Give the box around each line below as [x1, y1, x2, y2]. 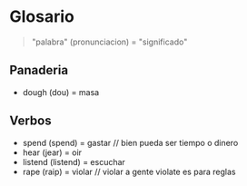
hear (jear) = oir [22, 147, 83, 158]
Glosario [9, 6, 74, 27]
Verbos [9, 113, 52, 129]
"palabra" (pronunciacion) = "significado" [31, 36, 188, 47]
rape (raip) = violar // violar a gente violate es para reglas [22, 166, 236, 177]
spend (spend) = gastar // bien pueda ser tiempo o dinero [22, 137, 239, 148]
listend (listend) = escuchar [22, 156, 125, 167]
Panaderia [9, 63, 69, 78]
